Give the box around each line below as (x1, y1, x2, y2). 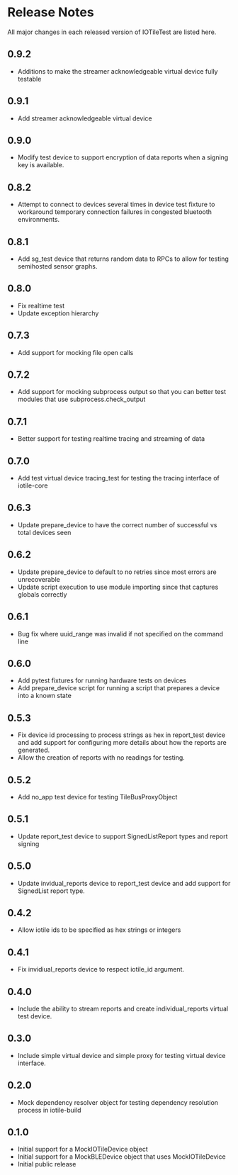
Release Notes (7, 4, 94, 21)
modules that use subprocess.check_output (17, 395, 146, 404)
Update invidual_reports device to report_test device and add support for (17, 879, 231, 887)
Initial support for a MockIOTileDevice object (17, 1145, 148, 1154)
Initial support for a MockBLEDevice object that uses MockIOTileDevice (17, 1152, 226, 1161)
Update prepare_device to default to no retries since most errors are (17, 568, 217, 576)
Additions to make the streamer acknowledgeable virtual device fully (17, 67, 218, 75)
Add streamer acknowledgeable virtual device (17, 114, 152, 123)
